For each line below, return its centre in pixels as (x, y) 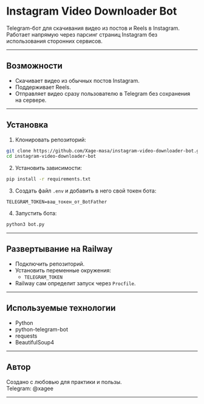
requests (26, 336)
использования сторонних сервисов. (55, 41)
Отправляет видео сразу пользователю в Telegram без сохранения (103, 93)
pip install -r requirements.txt (49, 179)
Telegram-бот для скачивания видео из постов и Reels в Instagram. (93, 28)
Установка (27, 125)
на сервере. (31, 100)
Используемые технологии (61, 308)
